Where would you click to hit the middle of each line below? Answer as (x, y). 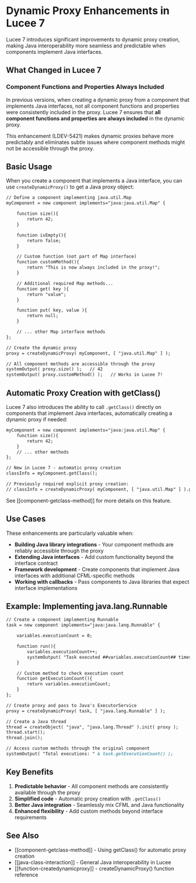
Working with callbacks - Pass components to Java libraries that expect (102, 582)
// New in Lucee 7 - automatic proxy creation (64, 468)
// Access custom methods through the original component (78, 748)
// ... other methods (43, 452)
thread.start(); (26, 733)
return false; (44, 240)
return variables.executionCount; (69, 684)
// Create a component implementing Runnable (62, 620)
